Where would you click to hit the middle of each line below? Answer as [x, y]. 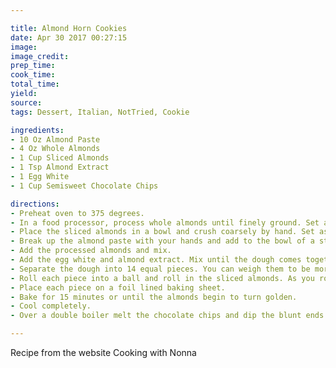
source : [26, 102]
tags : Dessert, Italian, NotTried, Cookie [100, 112]
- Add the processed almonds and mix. [91, 251]
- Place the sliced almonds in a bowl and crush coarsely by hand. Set [162, 232]
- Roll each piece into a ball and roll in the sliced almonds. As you [162, 278]
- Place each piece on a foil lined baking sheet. [118, 287]
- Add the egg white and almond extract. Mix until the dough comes [156, 260]
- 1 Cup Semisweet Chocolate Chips [84, 186]
